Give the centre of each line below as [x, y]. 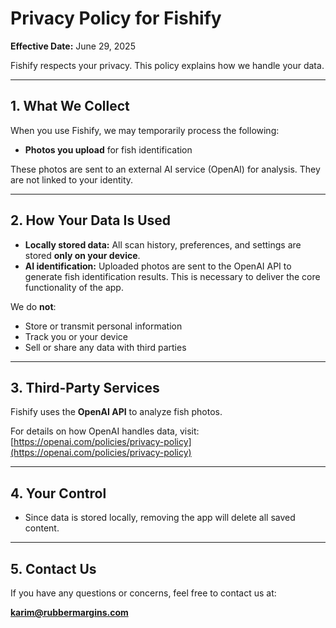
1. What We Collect [70, 106]
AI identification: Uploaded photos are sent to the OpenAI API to [158, 266]
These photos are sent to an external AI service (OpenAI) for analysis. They [165, 169]
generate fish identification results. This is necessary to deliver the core [172, 276]
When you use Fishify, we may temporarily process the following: [145, 130]
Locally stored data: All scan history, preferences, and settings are [163, 244]
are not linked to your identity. [72, 179]
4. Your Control [58, 493]
